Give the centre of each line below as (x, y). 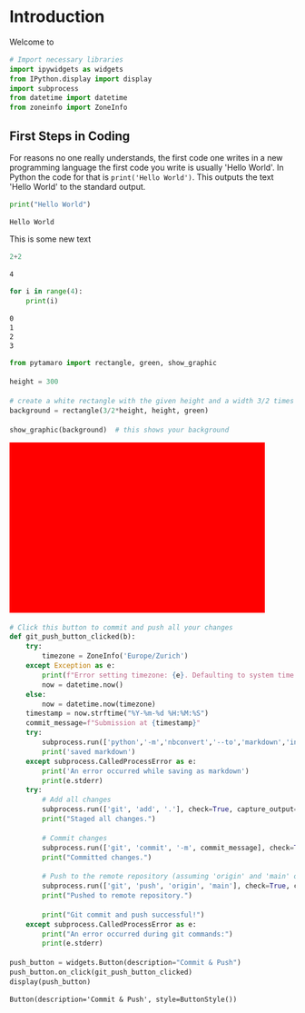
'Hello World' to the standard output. (78, 187)
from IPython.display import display (81, 79)
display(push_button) (50, 982)
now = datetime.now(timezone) (99, 704)
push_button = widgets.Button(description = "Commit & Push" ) (126, 963)
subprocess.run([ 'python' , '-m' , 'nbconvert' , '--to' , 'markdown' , (164, 742)
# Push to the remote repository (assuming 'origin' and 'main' (166, 877)
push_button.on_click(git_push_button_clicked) (101, 972)
